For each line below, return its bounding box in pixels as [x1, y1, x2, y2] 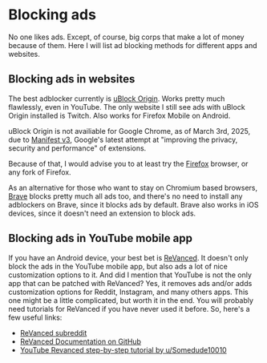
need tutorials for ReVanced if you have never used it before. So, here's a [8, 304, 250, 313]
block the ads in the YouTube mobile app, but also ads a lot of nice [8, 261, 229, 271]
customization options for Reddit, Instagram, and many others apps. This [8, 287, 249, 296]
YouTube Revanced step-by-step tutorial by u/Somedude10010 [19, 345, 227, 354]
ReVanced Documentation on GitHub [19, 337, 142, 346]
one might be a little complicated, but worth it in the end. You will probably [8, 295, 254, 305]
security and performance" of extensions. [8, 143, 147, 153]
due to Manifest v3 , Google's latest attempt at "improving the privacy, [8, 135, 238, 144]
